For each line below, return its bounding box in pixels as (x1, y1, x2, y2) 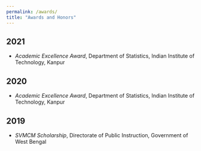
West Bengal (14, 138, 47, 145)
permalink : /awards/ (6, 8, 58, 15)
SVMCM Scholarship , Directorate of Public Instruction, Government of (14, 131, 188, 138)
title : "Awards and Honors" (6, 14, 77, 20)
